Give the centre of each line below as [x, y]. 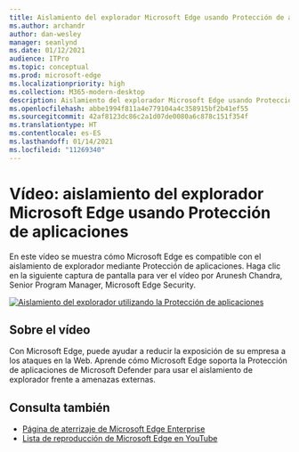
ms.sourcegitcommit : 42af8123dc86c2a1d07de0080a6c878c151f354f [129, 117]
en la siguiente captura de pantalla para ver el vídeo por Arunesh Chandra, [146, 275]
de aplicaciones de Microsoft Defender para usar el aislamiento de [131, 370]
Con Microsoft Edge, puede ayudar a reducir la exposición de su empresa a [148, 351]
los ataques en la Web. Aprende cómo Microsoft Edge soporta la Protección [148, 360]
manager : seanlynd [43, 42]
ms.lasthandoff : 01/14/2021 [61, 141]
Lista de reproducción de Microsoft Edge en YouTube [120, 439]
